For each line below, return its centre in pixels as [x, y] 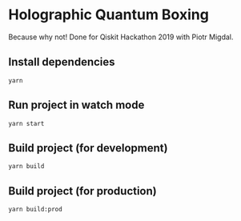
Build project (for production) [83, 191]
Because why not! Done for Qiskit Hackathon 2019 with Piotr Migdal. [121, 37]
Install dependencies [62, 62]
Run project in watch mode [76, 105]
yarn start [26, 123]
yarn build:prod [35, 210]
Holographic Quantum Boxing [109, 15]
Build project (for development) [88, 148]
